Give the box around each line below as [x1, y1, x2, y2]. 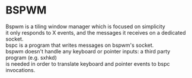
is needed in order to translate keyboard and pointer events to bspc [5, 60, 170, 67]
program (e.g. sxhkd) [5, 54, 57, 61]
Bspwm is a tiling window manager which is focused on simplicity [5, 23, 165, 30]
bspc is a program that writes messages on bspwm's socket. [5, 42, 154, 49]
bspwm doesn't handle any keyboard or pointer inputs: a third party [5, 48, 171, 55]
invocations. [5, 66, 36, 73]
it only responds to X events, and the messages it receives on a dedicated [5, 29, 186, 36]
